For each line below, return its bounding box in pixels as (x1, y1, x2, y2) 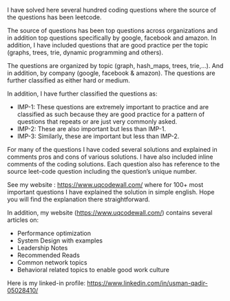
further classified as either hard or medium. (7, 76, 131, 85)
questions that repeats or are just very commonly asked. (17, 118, 178, 126)
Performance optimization (17, 230, 92, 237)
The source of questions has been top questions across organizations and (7, 27, 218, 34)
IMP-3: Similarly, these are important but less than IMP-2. (17, 132, 180, 140)
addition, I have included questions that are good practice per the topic (7, 41, 209, 49)
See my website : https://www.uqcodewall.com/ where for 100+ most (7, 181, 204, 188)
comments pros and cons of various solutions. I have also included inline (7, 153, 213, 161)
